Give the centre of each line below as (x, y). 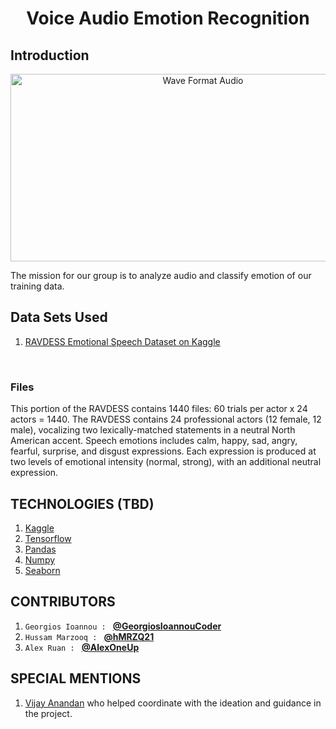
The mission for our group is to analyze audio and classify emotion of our (161, 275)
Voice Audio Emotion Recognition (168, 18)
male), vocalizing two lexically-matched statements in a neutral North (153, 430)
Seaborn (42, 570)
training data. (37, 286)
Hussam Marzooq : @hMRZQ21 (89, 636)
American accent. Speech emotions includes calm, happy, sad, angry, (154, 441)
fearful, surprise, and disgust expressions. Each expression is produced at (163, 451)
